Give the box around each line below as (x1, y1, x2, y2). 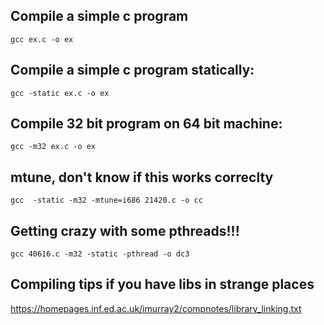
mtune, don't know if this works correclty (10, 169, 274, 186)
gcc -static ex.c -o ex (10, 88, 110, 98)
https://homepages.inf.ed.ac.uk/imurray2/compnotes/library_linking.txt (10, 302, 302, 314)
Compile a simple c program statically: (10, 62, 255, 79)
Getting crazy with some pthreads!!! (10, 222, 240, 239)
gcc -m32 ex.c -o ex (10, 142, 97, 152)
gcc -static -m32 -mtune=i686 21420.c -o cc (10, 195, 203, 206)
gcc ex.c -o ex (10, 34, 74, 44)
